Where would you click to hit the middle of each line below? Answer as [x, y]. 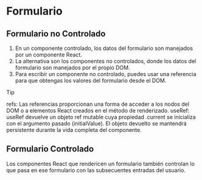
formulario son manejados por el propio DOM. [72, 67]
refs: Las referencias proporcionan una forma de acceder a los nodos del [98, 104]
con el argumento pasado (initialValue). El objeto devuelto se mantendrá [96, 123]
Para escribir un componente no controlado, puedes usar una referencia [106, 74]
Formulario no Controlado [56, 34]
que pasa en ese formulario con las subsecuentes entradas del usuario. [96, 170]
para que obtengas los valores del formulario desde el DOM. [91, 81]
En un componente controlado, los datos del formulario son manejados [104, 48]
